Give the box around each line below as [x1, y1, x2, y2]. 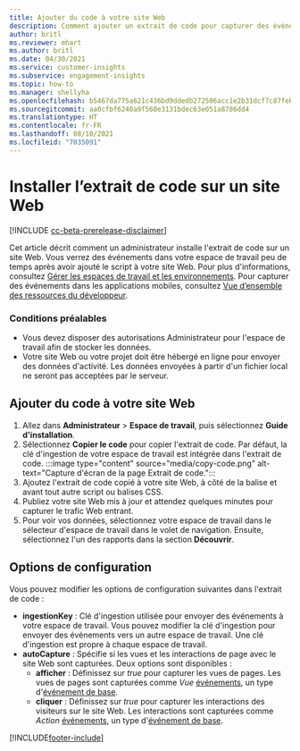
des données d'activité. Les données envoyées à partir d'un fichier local [21, 360, 288, 371]
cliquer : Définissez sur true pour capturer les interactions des [35, 696, 265, 706]
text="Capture [21, 467, 76, 478]
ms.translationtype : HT [9, 113, 98, 122]
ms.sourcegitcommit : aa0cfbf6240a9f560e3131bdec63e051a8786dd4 [9, 105, 250, 114]
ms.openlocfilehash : [9, 96, 87, 105]
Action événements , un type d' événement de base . [35, 714, 224, 725]
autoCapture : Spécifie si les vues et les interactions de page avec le [21, 648, 277, 659]
